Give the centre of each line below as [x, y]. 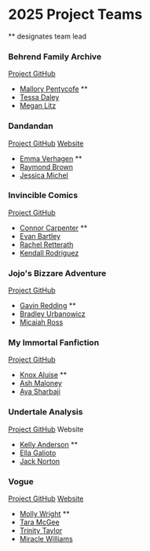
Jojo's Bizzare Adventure [57, 273]
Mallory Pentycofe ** [53, 89]
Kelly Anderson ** [49, 444]
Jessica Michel [44, 175]
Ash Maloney [41, 384]
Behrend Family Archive [55, 57]
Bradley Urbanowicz [53, 314]
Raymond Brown [46, 167]
